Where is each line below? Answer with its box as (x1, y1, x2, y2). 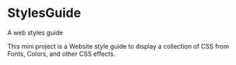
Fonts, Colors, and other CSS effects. (7, 49, 116, 58)
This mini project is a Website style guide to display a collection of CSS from (7, 42, 230, 50)
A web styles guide (7, 28, 64, 37)
